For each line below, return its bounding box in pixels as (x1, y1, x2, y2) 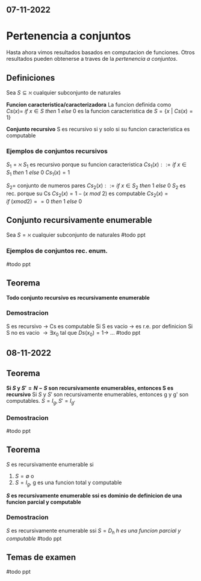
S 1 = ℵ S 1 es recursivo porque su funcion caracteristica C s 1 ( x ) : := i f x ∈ (6, 161, 187, 170)
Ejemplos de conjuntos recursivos (6, 147, 108, 155)
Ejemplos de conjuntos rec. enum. (6, 247, 108, 255)
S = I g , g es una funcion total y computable (14, 479, 122, 487)
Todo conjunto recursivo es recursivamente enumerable (6, 294, 150, 301)
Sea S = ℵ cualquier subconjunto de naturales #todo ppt (6, 231, 146, 238)
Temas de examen (6, 552, 76, 562)
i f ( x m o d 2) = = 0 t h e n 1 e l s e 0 (6, 197, 82, 205)
